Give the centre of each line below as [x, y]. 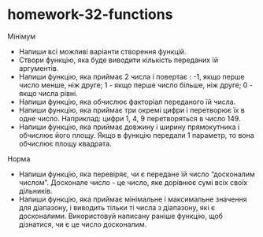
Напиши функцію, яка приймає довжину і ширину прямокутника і [129, 127]
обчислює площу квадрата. [65, 143]
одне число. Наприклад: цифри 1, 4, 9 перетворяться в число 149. [130, 118]
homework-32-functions [90, 15]
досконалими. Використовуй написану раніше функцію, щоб [121, 216]
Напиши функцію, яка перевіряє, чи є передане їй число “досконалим [137, 174]
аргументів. [39, 68]
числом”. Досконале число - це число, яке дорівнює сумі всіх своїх [133, 182]
